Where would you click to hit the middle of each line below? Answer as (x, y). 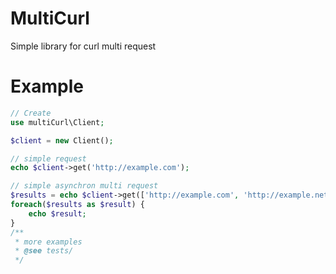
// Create (31, 113)
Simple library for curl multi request (83, 46)
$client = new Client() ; (62, 140)
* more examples (48, 242)
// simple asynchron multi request (84, 186)
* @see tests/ (44, 251)
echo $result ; (57, 213)
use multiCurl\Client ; (57, 122)
